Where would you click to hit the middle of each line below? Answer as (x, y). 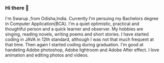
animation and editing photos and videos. (47, 55)
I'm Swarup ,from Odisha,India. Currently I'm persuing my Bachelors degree (82, 19)
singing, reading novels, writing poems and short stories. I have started (77, 34)
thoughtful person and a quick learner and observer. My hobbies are (74, 29)
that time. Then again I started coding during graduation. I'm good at (74, 45)
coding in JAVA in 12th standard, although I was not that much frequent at (80, 39)
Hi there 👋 (17, 8)
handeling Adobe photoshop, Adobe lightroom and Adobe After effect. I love (82, 50)
